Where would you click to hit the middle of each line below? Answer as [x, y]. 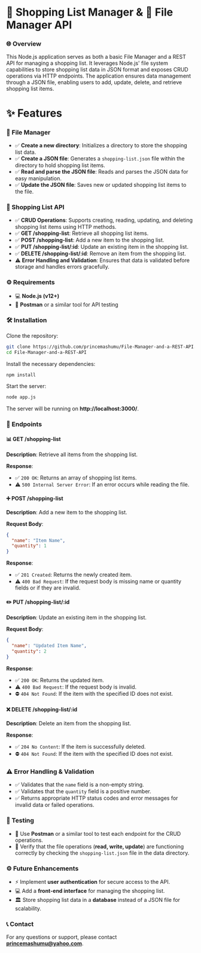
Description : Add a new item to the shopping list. [67, 512]
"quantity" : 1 [29, 546]
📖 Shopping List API [35, 207]
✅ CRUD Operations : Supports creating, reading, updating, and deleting [104, 220]
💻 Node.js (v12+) [37, 296]
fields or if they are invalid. [48, 588]
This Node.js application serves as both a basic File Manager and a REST [96, 57]
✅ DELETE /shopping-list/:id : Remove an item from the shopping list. [100, 254]
